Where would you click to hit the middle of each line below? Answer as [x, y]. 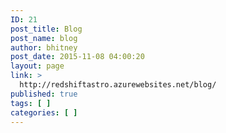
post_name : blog [44, 38]
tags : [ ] [31, 103]
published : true [44, 94]
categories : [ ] [44, 112]
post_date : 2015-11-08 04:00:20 [77, 57]
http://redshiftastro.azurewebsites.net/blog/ [118, 85]
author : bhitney [44, 47]
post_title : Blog [46, 29]
